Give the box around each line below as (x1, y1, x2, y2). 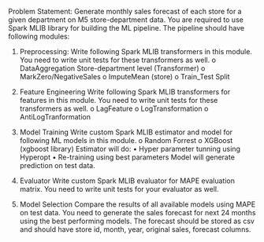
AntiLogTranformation (19, 112, 91, 121)
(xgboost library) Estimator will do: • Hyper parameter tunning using (19, 145, 240, 153)
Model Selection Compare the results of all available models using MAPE (19, 200, 256, 209)
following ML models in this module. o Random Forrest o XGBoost (19, 136, 233, 145)
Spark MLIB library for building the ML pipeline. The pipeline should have (8, 24, 245, 32)
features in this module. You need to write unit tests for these (19, 96, 218, 104)
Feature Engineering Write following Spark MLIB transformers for (19, 87, 231, 97)
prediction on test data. (19, 161, 96, 170)
